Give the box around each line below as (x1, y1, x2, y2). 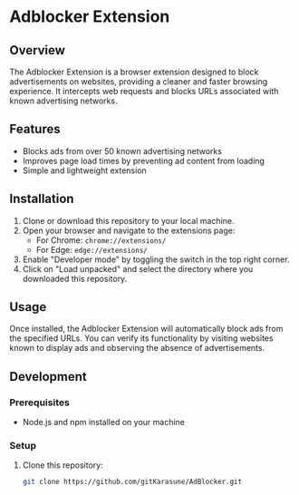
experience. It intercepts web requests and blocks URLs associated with (9, 86, 279, 96)
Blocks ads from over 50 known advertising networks (22, 145, 222, 156)
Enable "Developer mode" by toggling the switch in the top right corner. (22, 254, 290, 265)
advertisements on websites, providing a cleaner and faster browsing (9, 76, 268, 87)
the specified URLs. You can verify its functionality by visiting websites (9, 333, 274, 344)
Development (9, 369, 88, 384)
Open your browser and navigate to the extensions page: (22, 225, 236, 236)
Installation (9, 191, 74, 207)
